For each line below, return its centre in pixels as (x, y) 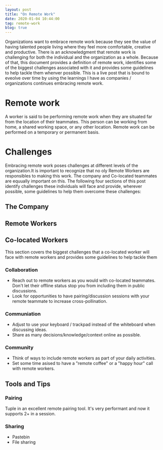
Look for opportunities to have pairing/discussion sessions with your (81, 296)
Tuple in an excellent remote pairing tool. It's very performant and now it (77, 408)
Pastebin (21, 437)
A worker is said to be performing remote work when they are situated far (79, 117)
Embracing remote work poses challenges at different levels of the (72, 165)
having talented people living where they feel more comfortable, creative (78, 47)
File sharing (24, 442)
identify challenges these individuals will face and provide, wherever (74, 186)
